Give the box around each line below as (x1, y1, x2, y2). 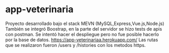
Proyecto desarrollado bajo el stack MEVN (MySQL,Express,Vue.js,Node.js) (5, 20, 165, 26)
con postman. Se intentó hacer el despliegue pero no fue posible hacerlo (5, 31, 159, 37)
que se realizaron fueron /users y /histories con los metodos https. (5, 42, 146, 48)
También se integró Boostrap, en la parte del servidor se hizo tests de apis (5, 25, 162, 32)
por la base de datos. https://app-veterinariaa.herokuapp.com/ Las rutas (5, 37, 158, 43)
